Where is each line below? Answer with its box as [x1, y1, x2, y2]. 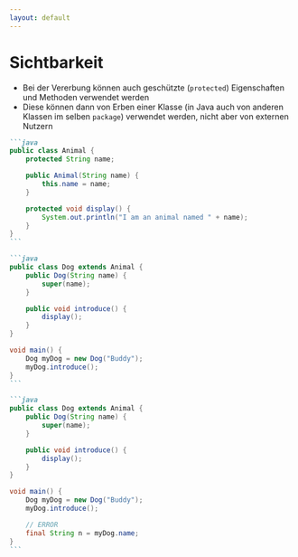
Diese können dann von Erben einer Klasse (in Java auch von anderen [22, 101, 284, 112]
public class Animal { [9, 146, 95, 156]
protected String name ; [25, 155, 116, 164]
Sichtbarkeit [9, 52, 104, 72]
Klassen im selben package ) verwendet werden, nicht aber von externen [22, 110, 289, 122]
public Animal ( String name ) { [25, 171, 140, 181]
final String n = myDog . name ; [25, 528, 140, 538]
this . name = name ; [42, 180, 111, 189]
